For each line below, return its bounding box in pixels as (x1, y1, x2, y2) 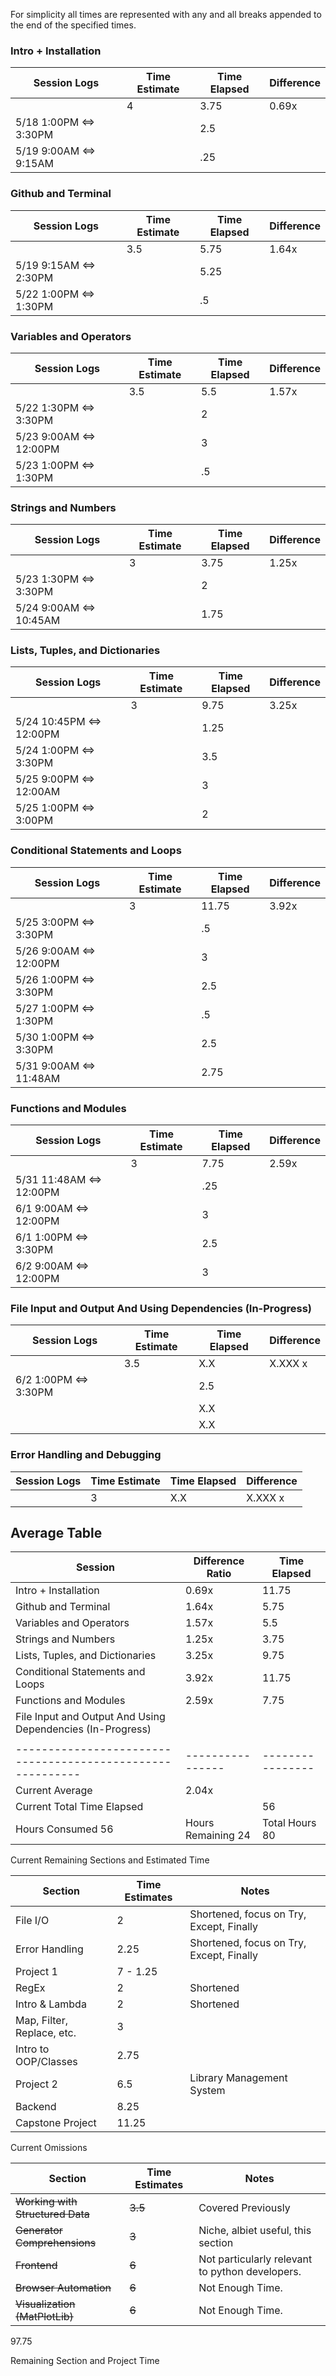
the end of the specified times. (10, 19, 137, 31)
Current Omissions (10, 2142, 88, 2154)
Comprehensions (15, 2236, 97, 2250)
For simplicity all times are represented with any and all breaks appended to (10, 9, 322, 20)
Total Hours (261, 1816, 317, 1830)
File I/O (15, 1914, 50, 1928)
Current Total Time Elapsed (15, 1800, 144, 1814)
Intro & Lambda (15, 1997, 87, 2011)
